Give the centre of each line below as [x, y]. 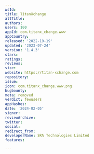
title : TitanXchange [26, 14]
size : [10, 68]
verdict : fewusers [23, 100]
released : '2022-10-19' [29, 41]
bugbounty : [16, 91]
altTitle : [15, 18]
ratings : [14, 59]
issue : [12, 81]
